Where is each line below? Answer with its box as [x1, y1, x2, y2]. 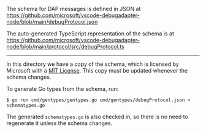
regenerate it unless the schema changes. [6, 120, 113, 127]
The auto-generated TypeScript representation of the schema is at [6, 30, 175, 37]
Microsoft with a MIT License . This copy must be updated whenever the [6, 67, 188, 74]
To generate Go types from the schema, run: [6, 85, 119, 92]
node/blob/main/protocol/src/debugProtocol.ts [6, 43, 124, 50]
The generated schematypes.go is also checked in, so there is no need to [6, 113, 188, 120]
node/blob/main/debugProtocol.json [6, 18, 98, 25]
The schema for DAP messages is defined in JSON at [6, 5, 141, 12]
